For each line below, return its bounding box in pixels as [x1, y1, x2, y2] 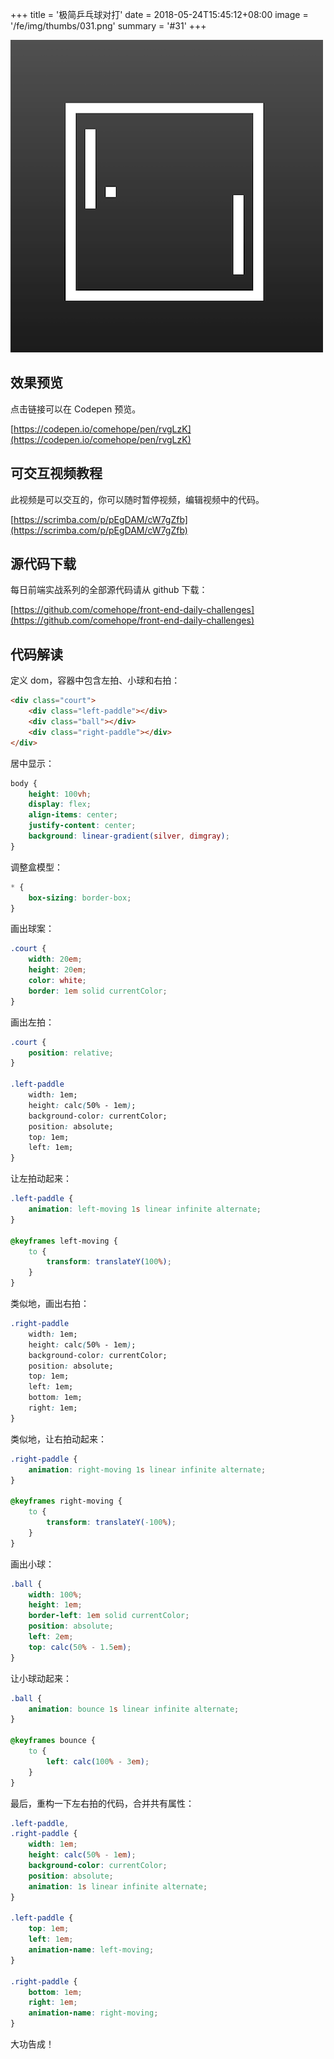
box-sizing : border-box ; [28, 893, 132, 903]
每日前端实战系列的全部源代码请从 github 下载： [10, 584, 208, 596]
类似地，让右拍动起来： [10, 1433, 107, 1445]
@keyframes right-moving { [10, 1496, 123, 1507]
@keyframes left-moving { [10, 1236, 118, 1246]
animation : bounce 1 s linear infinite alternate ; [28, 1704, 240, 1714]
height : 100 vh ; [28, 789, 92, 799]
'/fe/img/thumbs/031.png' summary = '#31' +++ [10, 20, 207, 32]
